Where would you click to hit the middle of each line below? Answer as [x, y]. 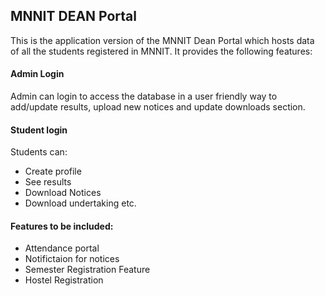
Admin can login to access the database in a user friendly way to [144, 96]
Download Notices [63, 193]
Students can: [39, 152]
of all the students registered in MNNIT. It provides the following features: [161, 51]
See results [48, 182]
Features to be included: [62, 226]
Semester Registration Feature [87, 270]
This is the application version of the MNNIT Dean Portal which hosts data [162, 40]
